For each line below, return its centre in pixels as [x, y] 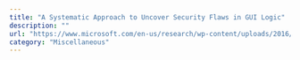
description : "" [39, 26]
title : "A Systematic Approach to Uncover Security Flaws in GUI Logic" [147, 17]
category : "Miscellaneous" [59, 42]
